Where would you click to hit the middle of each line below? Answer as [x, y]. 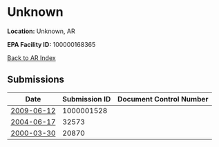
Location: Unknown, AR [41, 31]
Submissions [36, 80]
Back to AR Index [32, 58]
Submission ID [86, 99]
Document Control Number [163, 99]
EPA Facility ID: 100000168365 [51, 44]
